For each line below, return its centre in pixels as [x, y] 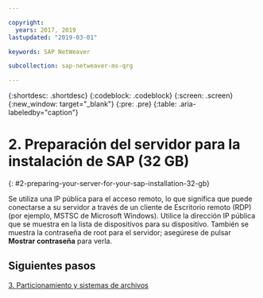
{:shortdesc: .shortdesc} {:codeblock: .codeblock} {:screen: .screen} [121, 95]
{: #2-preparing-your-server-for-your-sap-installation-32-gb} [109, 184]
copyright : [26, 22]
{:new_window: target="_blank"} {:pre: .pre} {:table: [93, 104]
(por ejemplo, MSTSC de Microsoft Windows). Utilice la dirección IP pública [132, 216]
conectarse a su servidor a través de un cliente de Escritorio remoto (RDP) [130, 207]
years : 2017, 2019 [46, 30]
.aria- [187, 104]
